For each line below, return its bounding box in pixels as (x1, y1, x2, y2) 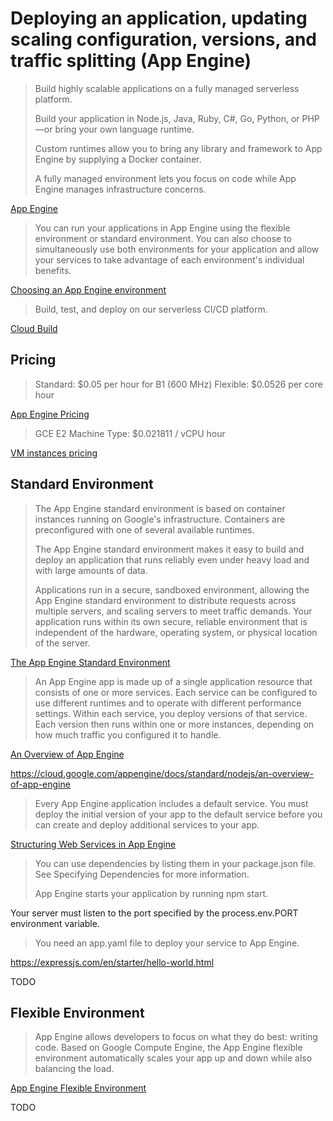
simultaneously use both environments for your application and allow (34, 243, 320, 255)
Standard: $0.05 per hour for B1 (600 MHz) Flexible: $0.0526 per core (34, 378, 323, 390)
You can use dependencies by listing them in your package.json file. (34, 857, 317, 869)
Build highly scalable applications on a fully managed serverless (34, 82, 300, 94)
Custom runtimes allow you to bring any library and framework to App (34, 142, 323, 154)
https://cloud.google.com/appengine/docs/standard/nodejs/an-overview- (10, 767, 315, 779)
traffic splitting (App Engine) (10, 50, 252, 72)
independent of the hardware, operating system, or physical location (34, 626, 318, 638)
